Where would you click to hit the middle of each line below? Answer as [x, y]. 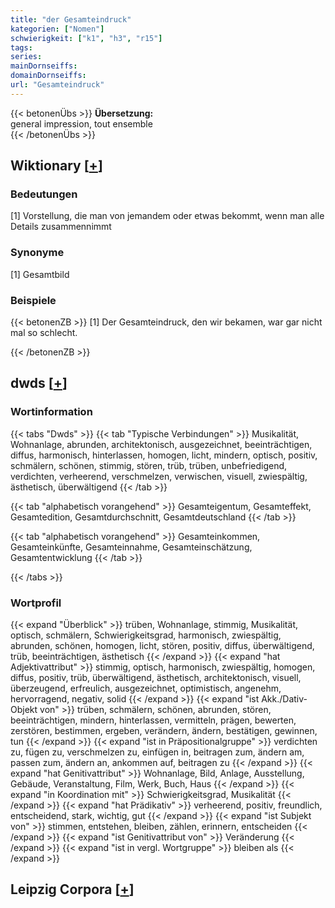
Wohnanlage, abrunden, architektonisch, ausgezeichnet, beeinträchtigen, [161, 444]
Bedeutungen [44, 194]
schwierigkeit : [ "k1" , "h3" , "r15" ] [86, 38]
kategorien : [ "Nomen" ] [57, 29]
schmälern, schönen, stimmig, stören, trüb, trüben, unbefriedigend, [149, 465]
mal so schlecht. [44, 333]
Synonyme [37, 253]
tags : [21, 47]
